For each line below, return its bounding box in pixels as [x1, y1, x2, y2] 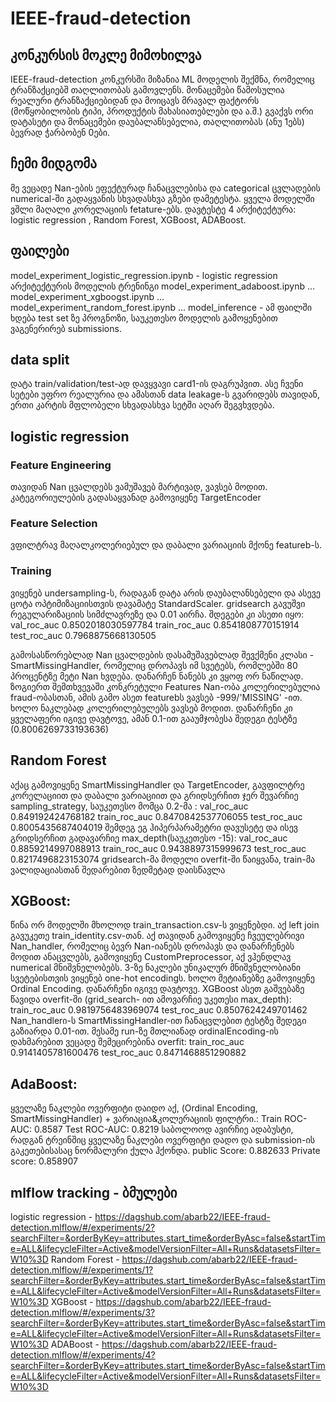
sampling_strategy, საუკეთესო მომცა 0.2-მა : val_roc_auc [10, 800, 249, 812]
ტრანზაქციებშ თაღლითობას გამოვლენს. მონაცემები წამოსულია [10, 84, 285, 96]
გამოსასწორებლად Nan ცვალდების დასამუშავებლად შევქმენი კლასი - [10, 648, 315, 661]
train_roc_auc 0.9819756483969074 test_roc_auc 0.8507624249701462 [10, 1004, 308, 1016]
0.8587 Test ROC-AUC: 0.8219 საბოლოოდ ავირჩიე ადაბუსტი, [34, 1123, 294, 1136]
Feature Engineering [10, 458, 112, 472]
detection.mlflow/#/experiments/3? [10, 1306, 156, 1318]
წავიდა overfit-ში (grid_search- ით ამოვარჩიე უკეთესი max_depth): [10, 993, 292, 1006]
